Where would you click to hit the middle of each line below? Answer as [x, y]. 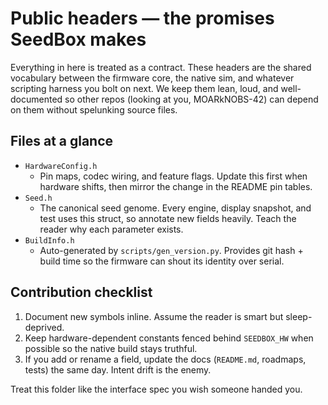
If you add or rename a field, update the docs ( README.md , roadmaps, [165, 359]
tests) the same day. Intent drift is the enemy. [118, 369]
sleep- [299, 316]
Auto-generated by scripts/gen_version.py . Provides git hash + [171, 250]
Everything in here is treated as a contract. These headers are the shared [161, 67]
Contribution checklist [81, 292]
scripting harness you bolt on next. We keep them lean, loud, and [144, 88]
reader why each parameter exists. [111, 229]
